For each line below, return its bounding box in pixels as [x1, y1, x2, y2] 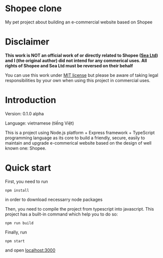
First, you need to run [5, 178, 48, 184]
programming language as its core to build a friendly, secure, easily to [5, 135, 145, 141]
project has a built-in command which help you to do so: [5, 211, 118, 217]
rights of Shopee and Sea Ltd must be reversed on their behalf [5, 63, 133, 68]
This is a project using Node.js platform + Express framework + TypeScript [5, 129, 155, 135]
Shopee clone [5, 3, 62, 14]
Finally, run [5, 229, 27, 235]
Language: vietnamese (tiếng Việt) [5, 120, 74, 126]
